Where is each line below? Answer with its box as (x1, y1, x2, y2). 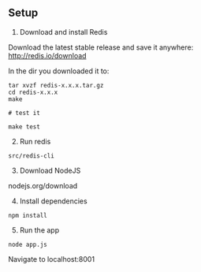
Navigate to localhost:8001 (8, 254, 95, 263)
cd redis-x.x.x (8, 88, 58, 96)
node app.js (8, 240, 47, 248)
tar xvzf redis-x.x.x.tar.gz (8, 81, 104, 89)
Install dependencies (19, 196, 88, 206)
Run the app (19, 225, 60, 235)
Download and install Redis (19, 27, 108, 36)
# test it (8, 109, 41, 117)
